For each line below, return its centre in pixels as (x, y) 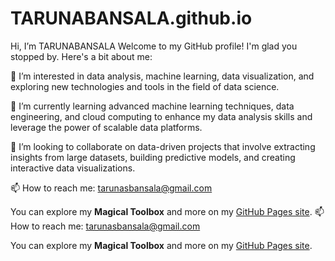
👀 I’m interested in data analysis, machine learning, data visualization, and (162, 76)
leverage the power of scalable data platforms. (106, 127)
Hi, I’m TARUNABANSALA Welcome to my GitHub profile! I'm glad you (154, 46)
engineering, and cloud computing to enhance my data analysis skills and (161, 116)
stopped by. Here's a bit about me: (81, 56)
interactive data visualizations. (73, 168)
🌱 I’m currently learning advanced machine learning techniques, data (152, 106)
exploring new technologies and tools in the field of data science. (145, 86)
